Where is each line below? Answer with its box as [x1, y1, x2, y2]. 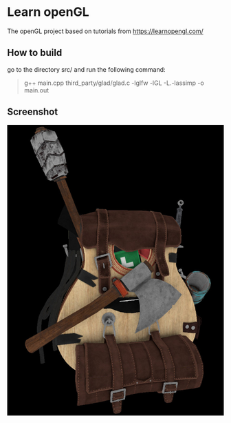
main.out [23, 86, 49, 94]
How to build [7, 47, 63, 59]
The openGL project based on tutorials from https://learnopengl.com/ [7, 27, 204, 35]
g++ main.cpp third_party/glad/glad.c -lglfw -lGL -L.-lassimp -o [23, 79, 204, 87]
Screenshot [7, 106, 58, 118]
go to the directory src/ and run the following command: [7, 65, 166, 73]
